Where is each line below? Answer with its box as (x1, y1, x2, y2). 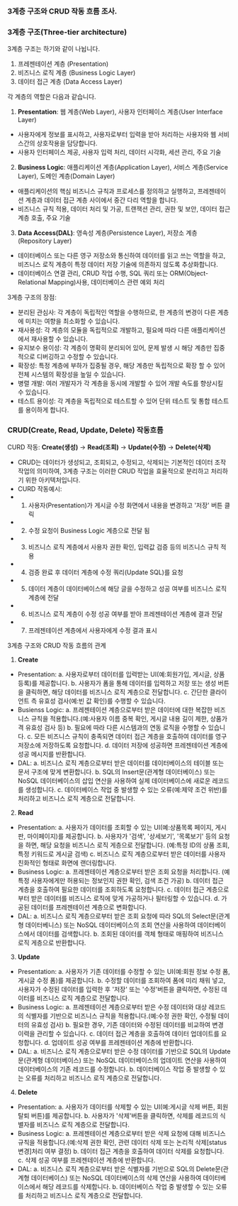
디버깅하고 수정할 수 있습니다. (36, 353, 118, 361)
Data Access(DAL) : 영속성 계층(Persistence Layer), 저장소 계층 (17, 229, 198, 237)
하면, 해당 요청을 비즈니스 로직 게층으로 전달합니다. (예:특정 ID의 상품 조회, (25, 840, 230, 849)
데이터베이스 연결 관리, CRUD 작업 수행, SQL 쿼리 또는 (17, 269, 169, 278)
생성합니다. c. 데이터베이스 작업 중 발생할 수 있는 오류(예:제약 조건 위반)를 (25, 785, 228, 794)
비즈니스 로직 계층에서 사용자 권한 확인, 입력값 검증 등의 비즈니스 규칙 (28, 542, 220, 551)
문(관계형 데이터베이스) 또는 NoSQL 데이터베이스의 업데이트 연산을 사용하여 (17, 1056, 227, 1064)
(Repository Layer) (17, 236, 72, 246)
